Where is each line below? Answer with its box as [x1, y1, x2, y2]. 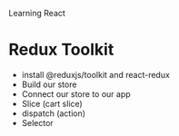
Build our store [21, 79, 77, 90]
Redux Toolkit [8, 40, 114, 60]
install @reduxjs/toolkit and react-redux [21, 69, 170, 80]
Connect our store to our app [21, 88, 131, 99]
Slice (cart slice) [21, 98, 83, 109]
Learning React [8, 8, 65, 18]
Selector [21, 117, 54, 128]
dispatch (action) [21, 108, 86, 119]
